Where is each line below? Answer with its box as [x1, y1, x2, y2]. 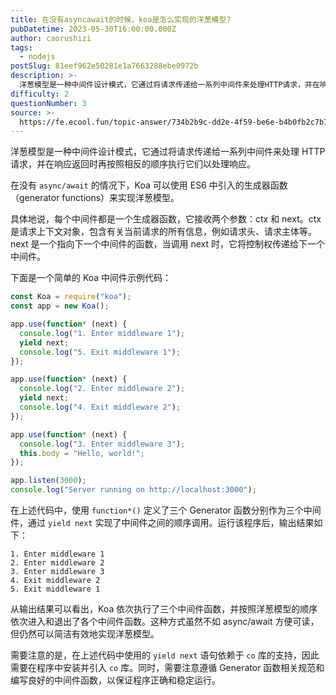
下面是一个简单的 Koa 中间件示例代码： [10, 272, 172, 284]
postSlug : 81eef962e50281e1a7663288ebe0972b [10, 61, 199, 71]
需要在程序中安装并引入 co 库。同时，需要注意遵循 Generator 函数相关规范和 [10, 662, 325, 673]
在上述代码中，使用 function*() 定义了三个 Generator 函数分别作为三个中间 [10, 504, 322, 516]
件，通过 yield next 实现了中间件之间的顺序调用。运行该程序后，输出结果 [10, 517, 315, 528]
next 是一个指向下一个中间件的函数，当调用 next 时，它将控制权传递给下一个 [10, 238, 326, 250]
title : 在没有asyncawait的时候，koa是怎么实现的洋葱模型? [10, 14, 232, 25]
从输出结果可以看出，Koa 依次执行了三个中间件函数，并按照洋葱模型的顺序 [10, 603, 318, 615]
